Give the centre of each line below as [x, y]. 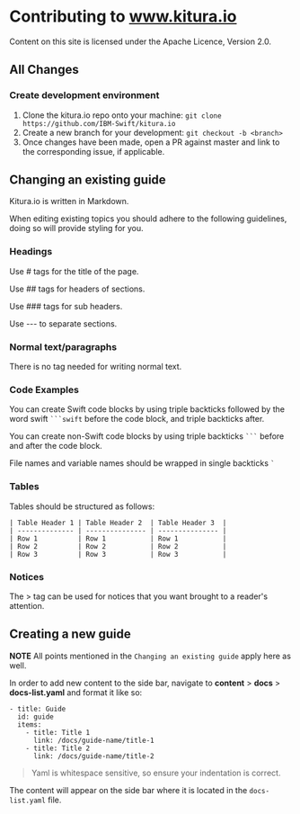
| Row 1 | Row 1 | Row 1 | [118, 538]
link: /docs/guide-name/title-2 [93, 756]
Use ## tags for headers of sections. [77, 289]
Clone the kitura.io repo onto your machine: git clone [122, 115]
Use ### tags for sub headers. [66, 306]
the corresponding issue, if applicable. [93, 151]
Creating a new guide [71, 635]
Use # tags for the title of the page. [74, 271]
